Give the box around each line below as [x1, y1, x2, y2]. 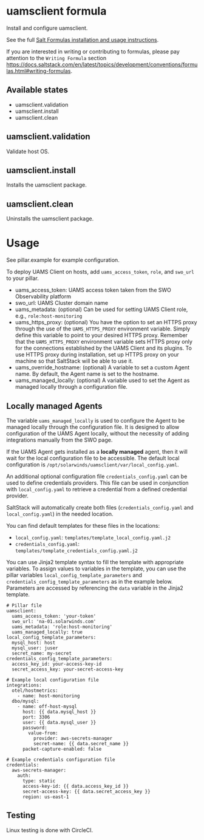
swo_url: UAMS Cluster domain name [15, 299, 109, 307]
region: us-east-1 [22, 794, 69, 800]
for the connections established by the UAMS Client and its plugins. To [15, 344, 192, 352]
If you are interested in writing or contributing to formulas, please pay [6, 47, 180, 55]
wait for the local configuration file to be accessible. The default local [6, 454, 180, 462]
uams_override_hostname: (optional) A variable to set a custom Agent [15, 364, 190, 371]
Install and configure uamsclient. [6, 24, 88, 32]
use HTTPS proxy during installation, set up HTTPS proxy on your [15, 351, 179, 358]
